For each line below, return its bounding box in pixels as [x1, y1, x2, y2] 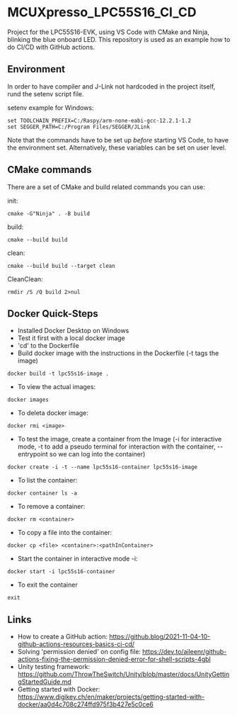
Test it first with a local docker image [17, 334, 125, 342]
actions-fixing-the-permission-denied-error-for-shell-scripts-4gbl [17, 655, 211, 663]
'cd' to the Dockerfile [17, 342, 79, 350]
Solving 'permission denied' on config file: [17, 648, 141, 656]
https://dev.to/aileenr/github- [142, 648, 227, 656]
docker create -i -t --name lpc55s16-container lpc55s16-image [7, 463, 198, 471]
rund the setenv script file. [7, 89, 84, 98]
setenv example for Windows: [7, 103, 94, 112]
